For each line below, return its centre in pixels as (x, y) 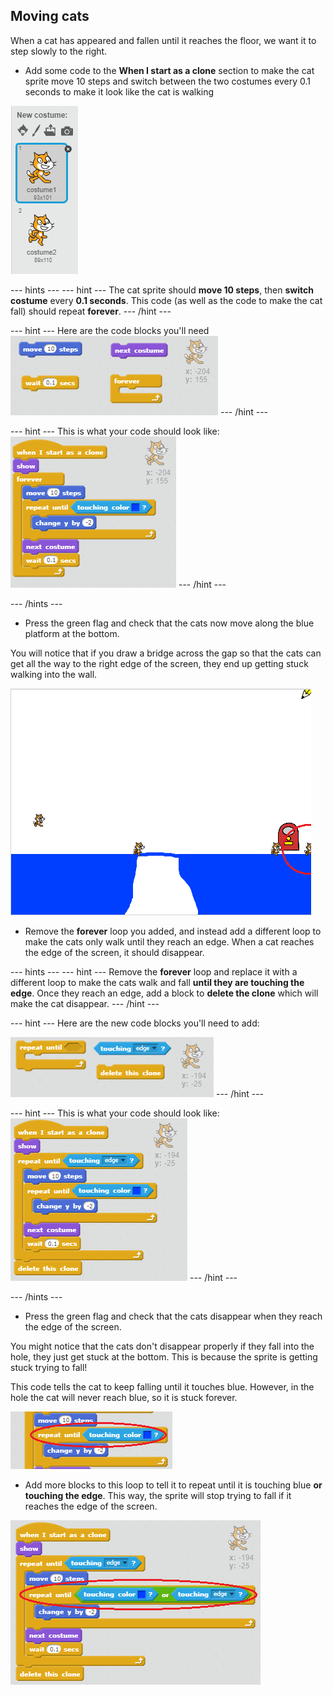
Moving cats (50, 16)
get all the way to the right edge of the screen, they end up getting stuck (159, 663)
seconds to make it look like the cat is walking (119, 91)
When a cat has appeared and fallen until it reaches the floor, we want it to (163, 40)
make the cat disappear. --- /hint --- (85, 1003)
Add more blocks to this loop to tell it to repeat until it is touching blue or (173, 1485)
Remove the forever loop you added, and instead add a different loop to (173, 931)
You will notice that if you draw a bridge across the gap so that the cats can (166, 653)
